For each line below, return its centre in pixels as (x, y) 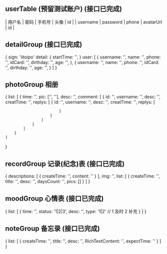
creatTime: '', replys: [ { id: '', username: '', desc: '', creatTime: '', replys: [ (80, 102)
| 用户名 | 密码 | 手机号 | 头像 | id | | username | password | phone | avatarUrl (84, 22)
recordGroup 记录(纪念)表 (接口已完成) (65, 164)
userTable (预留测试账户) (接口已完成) (64, 9)
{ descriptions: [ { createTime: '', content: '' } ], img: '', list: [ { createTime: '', (82, 176)
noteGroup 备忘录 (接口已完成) (52, 229)
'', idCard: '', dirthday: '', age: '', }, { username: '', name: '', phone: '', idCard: (82, 62)
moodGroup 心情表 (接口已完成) (54, 198)
